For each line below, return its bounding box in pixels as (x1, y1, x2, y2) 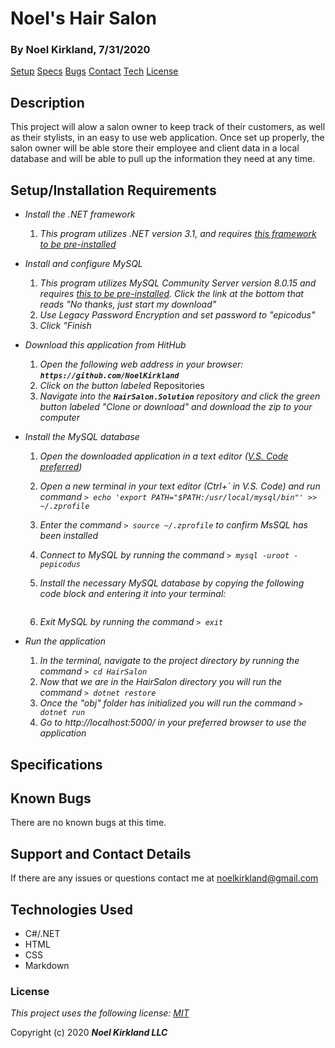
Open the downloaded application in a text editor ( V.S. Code (39, 450, 289, 462)
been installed (39, 530, 99, 542)
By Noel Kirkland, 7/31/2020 (10, 43, 151, 57)
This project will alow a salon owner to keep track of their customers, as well (10, 121, 326, 133)
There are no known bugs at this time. (10, 817, 167, 829)
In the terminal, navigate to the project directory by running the (39, 655, 300, 667)
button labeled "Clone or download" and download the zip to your (39, 401, 313, 413)
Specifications (10, 756, 103, 773)
